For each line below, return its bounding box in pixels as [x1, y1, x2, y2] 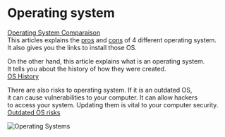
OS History [7, 72, 39, 81]
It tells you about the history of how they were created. [7, 64, 166, 73]
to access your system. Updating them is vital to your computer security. [7, 100, 219, 109]
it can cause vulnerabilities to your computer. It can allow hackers [7, 93, 198, 102]
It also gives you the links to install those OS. [7, 43, 138, 52]
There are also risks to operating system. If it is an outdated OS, [7, 85, 193, 94]
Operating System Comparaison [7, 28, 101, 37]
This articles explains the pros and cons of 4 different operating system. [7, 35, 217, 44]
